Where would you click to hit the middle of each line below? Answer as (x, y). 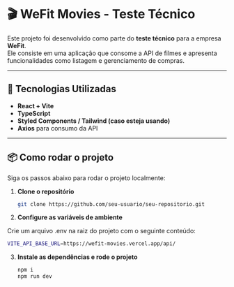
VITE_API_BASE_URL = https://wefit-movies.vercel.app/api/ (92, 244)
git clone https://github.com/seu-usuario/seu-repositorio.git (111, 204)
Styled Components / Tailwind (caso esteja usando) (94, 121)
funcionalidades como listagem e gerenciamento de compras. (96, 60)
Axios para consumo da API (57, 128)
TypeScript (34, 113)
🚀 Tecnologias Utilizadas (62, 89)
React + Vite (36, 105)
